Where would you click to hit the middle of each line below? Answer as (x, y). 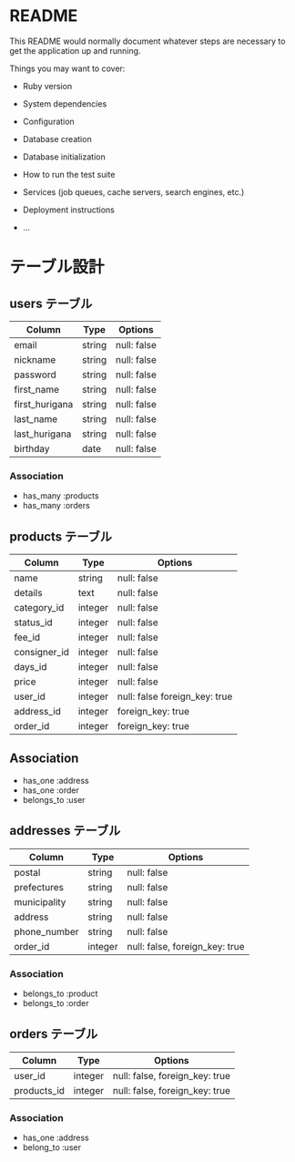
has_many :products (61, 496)
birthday (32, 448)
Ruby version (47, 86)
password (35, 375)
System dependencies (65, 103)
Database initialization (64, 157)
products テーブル (61, 536)
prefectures (39, 887)
